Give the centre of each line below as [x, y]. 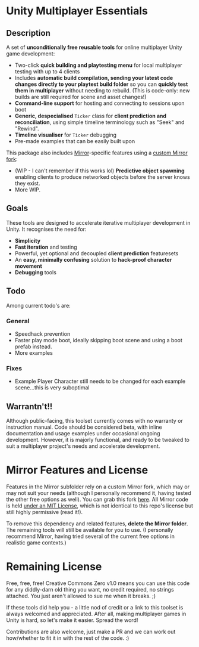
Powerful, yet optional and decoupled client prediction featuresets [97, 253]
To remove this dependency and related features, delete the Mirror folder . [97, 524]
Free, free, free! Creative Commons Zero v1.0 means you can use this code [98, 583]
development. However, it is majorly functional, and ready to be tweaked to [98, 440]
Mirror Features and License [77, 470]
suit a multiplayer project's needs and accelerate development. [83, 446]
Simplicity [27, 240]
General [18, 321]
